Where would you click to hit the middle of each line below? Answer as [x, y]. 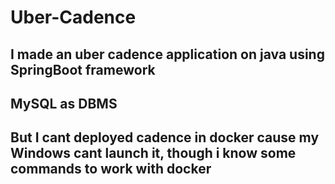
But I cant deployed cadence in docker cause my [165, 137]
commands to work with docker [111, 169]
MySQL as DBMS [64, 103]
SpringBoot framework [83, 69]
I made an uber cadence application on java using [167, 54]
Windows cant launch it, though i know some [153, 153]
